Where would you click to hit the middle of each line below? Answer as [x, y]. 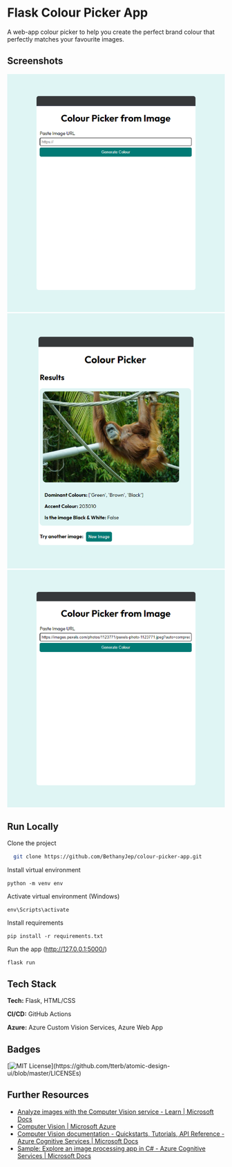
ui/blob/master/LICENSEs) [44, 1073]
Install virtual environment [44, 870]
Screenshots [35, 61]
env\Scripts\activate [38, 910]
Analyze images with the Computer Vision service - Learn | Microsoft [115, 1112]
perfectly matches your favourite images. [66, 39]
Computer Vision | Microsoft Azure [66, 1126]
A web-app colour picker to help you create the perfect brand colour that [111, 32]
